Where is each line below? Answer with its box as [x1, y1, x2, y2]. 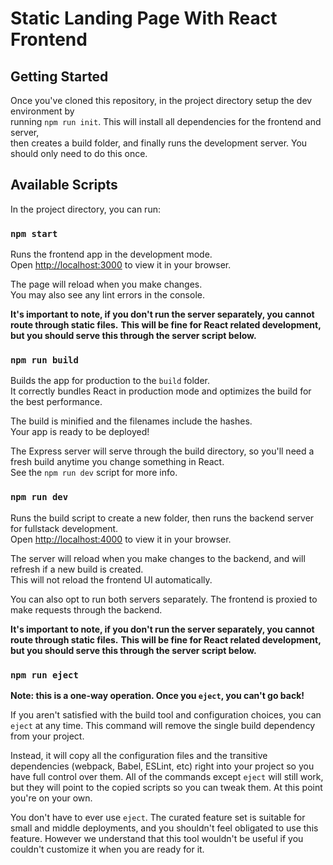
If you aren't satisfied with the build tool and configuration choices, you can [10, 709, 322, 721]
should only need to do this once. [10, 148, 148, 159]
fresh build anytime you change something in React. [10, 456, 225, 468]
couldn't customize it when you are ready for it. [10, 843, 205, 855]
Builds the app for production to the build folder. [10, 375, 211, 387]
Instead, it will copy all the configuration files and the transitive [10, 750, 268, 761]
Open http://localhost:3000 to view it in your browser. [10, 259, 232, 271]
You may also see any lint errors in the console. [10, 289, 205, 301]
